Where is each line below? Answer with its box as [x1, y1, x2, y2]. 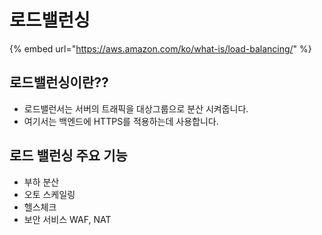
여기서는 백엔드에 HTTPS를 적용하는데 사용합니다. [23, 115, 219, 127]
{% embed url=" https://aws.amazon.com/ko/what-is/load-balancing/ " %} [9, 42, 312, 55]
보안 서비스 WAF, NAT [23, 213, 112, 225]
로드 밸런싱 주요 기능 [9, 147, 128, 165]
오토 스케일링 [23, 188, 76, 200]
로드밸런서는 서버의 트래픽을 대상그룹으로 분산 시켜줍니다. [23, 102, 249, 115]
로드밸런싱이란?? [9, 74, 109, 91]
